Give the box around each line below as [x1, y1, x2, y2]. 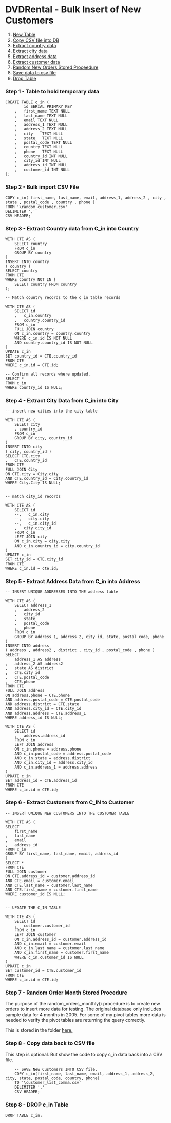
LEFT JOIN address [14, 742, 54, 747]
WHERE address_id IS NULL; [5, 715, 63, 720]
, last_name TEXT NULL [14, 113, 68, 119]
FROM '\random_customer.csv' [5, 204, 68, 209]
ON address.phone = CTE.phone [5, 692, 70, 698]
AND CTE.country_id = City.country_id [5, 476, 88, 481]
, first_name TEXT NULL [14, 109, 70, 114]
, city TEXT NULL [14, 131, 63, 137]
